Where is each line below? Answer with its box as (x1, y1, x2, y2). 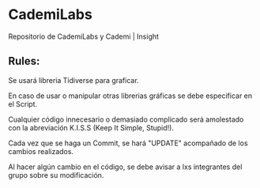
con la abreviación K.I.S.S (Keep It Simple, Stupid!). (8, 122, 174, 132)
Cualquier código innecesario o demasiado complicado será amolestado (8, 115, 244, 124)
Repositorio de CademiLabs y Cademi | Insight (8, 32, 160, 41)
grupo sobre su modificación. (8, 170, 104, 179)
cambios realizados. (8, 146, 73, 156)
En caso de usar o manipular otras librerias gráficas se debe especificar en (8, 91, 253, 100)
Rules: (8, 55, 40, 68)
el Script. (8, 99, 38, 108)
